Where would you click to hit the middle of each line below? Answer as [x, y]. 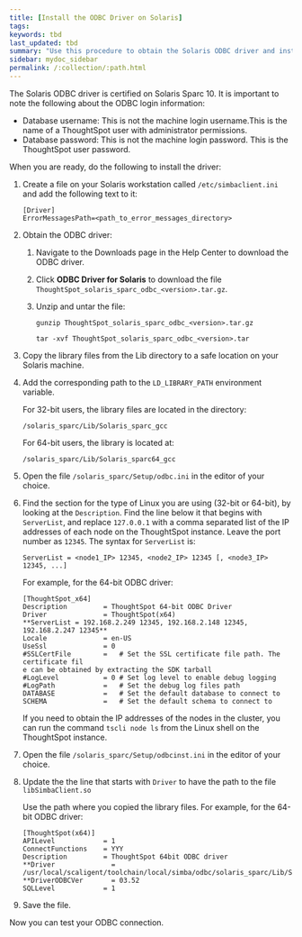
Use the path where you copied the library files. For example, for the [149, 806]
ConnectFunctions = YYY [73, 849]
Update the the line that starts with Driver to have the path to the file [149, 781]
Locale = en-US [77, 638]
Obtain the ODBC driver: [67, 234]
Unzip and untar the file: [80, 306]
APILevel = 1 [69, 841]
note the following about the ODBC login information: [107, 103]
